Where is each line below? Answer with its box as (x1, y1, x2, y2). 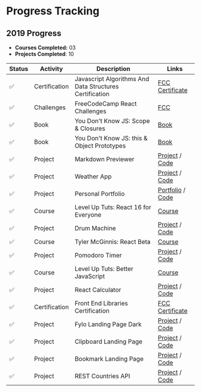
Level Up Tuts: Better (74, 265, 133, 273)
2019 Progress (6, 28, 62, 38)
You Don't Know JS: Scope (74, 117, 151, 125)
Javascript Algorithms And (74, 75, 150, 83)
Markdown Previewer (74, 155, 135, 163)
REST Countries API (74, 372, 130, 380)
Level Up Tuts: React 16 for (74, 203, 151, 211)
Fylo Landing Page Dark (74, 320, 142, 328)
